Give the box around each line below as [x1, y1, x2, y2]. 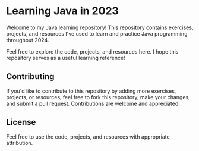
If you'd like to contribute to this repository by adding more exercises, [6, 87, 176, 95]
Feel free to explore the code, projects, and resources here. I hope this [6, 48, 179, 55]
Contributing [6, 71, 55, 81]
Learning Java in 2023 [6, 4, 119, 18]
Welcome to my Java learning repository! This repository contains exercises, [6, 24, 194, 31]
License [6, 117, 36, 127]
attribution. [6, 139, 33, 146]
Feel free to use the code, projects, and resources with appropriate [6, 133, 170, 140]
